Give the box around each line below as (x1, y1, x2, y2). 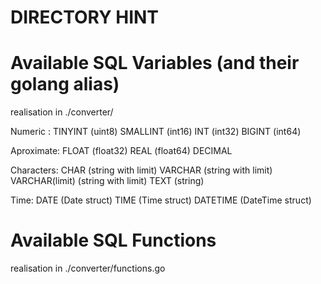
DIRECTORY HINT (10, 6, 160, 29)
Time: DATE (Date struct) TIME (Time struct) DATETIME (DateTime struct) (10, 194, 312, 206)
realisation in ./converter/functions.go (10, 262, 166, 275)
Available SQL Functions (10, 229, 217, 252)
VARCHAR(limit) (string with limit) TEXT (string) (10, 175, 205, 187)
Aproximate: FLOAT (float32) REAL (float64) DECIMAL (10, 145, 233, 157)
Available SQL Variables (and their (10, 52, 300, 75)
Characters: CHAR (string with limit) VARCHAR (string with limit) (10, 164, 273, 176)
